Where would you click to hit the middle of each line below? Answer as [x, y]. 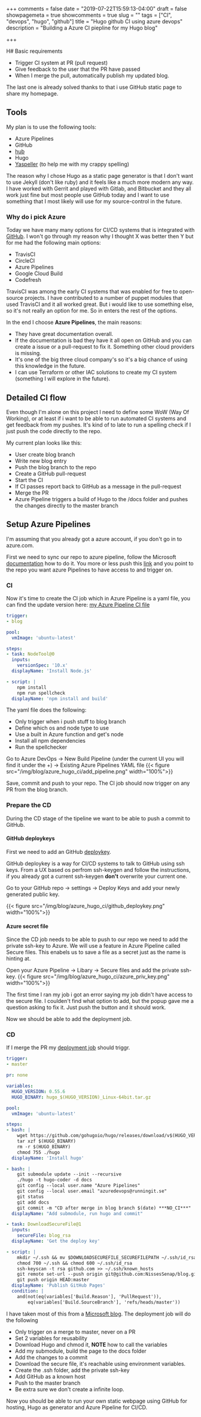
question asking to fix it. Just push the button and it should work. [86, 1007]
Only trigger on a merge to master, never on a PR [75, 1332]
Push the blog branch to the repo [56, 467]
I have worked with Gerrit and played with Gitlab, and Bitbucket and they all [99, 188]
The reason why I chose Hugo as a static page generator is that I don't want [100, 175]
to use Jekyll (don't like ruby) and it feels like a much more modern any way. [100, 182]
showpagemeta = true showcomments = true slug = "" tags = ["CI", [89, 15]
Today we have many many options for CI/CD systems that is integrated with [100, 230]
